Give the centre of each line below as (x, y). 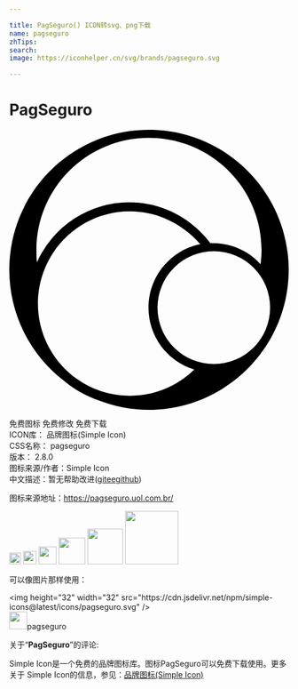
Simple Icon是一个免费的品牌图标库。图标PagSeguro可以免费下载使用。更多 (148, 664)
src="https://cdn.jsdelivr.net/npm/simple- (197, 597)
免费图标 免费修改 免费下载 (58, 424)
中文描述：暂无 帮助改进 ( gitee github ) (75, 479)
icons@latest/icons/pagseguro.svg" (74, 607)
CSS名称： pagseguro (50, 446)
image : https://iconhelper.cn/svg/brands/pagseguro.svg (114, 59)
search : (24, 50)
